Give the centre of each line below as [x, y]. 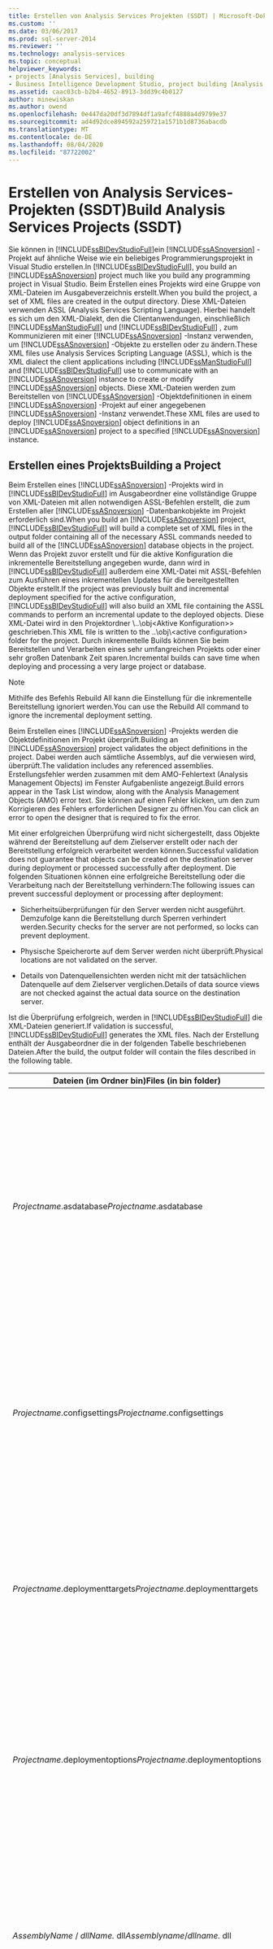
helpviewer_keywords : [45, 69]
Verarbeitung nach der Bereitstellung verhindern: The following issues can [132, 885]
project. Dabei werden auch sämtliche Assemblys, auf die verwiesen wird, [132, 757]
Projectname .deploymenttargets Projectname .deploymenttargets [135, 1589]
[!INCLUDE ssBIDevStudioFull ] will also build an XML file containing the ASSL [136, 606]
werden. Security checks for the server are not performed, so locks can [139, 927]
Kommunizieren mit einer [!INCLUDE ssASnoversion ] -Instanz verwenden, [131, 336]
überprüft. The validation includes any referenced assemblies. [111, 766]
